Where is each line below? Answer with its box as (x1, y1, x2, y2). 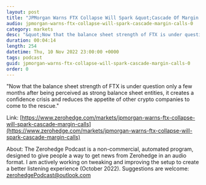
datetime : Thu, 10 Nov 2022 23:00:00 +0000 (6, 49, 120, 55)
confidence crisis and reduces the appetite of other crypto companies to (6, 96, 190, 103)
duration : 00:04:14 (6, 37, 56, 43)
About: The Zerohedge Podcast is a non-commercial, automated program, (6, 145, 194, 153)
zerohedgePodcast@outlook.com (6, 172, 91, 179)
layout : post (6, 9, 40, 15)
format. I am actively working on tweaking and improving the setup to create (6, 159, 199, 166)
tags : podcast (6, 55, 43, 61)
